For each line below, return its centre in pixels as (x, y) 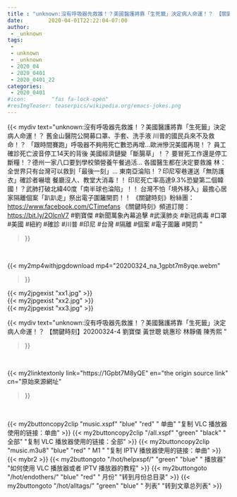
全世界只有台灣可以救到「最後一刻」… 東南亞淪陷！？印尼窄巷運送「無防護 (116, 171)
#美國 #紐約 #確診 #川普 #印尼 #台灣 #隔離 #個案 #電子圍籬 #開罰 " (105, 224)
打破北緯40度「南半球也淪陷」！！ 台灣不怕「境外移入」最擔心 (129, 189)
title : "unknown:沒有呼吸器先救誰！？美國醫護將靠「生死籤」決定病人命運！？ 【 (115, 14)
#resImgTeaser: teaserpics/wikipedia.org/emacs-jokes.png (94, 106)
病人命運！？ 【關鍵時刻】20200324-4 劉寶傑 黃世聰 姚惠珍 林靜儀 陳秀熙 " (117, 331)
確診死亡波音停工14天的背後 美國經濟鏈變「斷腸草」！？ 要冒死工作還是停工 (117, 153)
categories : (25, 86)
